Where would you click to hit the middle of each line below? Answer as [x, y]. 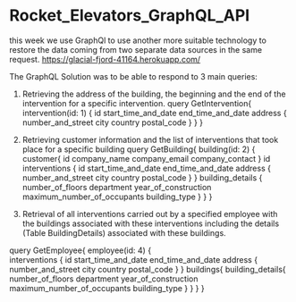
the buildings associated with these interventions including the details [151, 223]
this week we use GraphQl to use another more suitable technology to [138, 40]
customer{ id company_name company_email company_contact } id [146, 158]
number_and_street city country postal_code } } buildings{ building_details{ [148, 269]
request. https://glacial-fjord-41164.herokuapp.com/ [105, 59]
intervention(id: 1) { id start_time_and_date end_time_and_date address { [155, 113]
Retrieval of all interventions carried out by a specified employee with [150, 214]
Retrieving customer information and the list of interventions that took [150, 139]
